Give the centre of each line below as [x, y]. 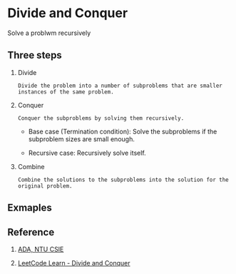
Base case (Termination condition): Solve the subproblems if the [123, 131]
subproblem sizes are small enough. [82, 139]
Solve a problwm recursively [49, 33]
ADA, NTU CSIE [41, 249]
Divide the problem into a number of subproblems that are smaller [120, 86]
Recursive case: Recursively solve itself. [87, 153]
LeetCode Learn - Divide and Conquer [74, 263]
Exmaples [30, 208]
